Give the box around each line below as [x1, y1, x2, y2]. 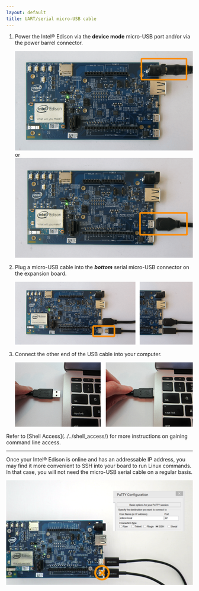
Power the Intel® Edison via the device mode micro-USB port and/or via [14, 33, 191, 40]
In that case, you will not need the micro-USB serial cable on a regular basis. [6, 468, 193, 476]
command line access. [6, 438, 61, 446]
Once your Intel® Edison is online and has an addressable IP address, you [6, 456, 185, 463]
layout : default [6, 9, 46, 15]
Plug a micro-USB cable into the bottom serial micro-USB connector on [14, 263, 190, 270]
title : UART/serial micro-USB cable [6, 15, 97, 22]
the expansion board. [14, 270, 67, 277]
